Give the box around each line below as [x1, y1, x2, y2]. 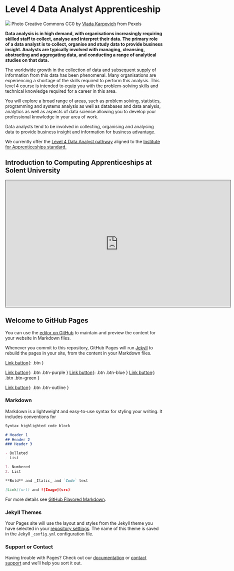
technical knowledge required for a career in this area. [5, 88, 117, 94]
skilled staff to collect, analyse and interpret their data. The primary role [5, 36, 158, 42]
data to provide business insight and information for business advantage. [5, 129, 156, 135]
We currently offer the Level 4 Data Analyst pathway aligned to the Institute [5, 138, 160, 144]
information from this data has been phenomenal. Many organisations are [5, 72, 156, 78]
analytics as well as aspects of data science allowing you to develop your [5, 108, 156, 114]
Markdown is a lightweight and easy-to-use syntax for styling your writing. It [5, 408, 162, 414]
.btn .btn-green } [5, 374, 40, 380]
